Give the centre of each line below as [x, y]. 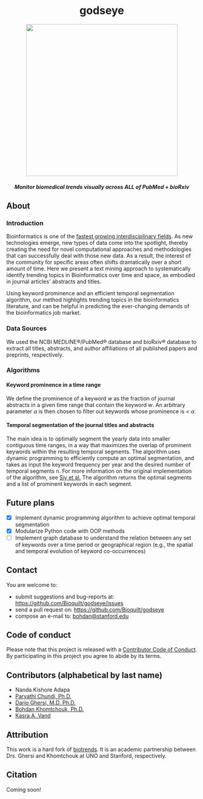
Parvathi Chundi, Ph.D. [43, 696]
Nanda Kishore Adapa [42, 690]
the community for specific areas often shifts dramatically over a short [94, 262]
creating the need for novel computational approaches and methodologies [99, 249]
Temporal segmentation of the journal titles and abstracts [80, 425]
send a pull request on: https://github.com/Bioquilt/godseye [90, 609]
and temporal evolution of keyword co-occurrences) [80, 551]
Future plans [30, 503]
